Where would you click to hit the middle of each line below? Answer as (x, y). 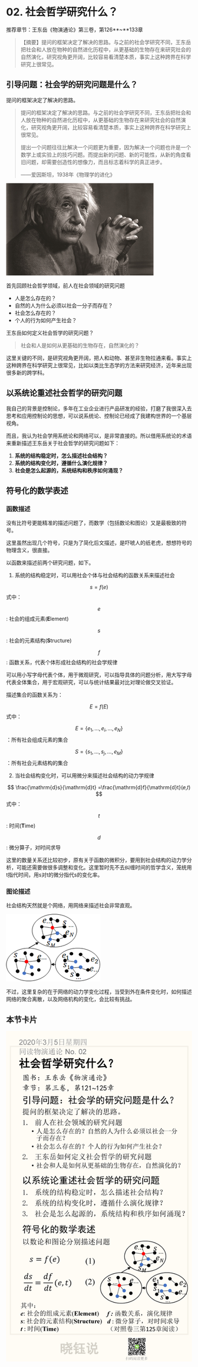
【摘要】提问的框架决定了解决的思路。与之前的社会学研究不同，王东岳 (106, 42)
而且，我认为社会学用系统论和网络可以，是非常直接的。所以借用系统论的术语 (99, 436)
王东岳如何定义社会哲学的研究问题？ (50, 333)
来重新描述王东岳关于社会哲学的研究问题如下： (63, 443)
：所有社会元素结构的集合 (37, 763)
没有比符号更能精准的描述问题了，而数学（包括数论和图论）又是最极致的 (94, 523)
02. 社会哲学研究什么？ (62, 12)
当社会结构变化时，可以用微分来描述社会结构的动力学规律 (84, 775)
